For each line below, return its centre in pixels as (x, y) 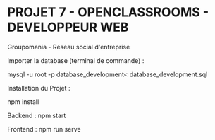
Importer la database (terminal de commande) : (76, 60)
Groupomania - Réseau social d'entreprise (69, 47)
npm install (23, 101)
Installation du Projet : (39, 88)
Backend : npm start (37, 115)
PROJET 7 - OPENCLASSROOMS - (108, 12)
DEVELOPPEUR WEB (68, 27)
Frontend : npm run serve (44, 129)
